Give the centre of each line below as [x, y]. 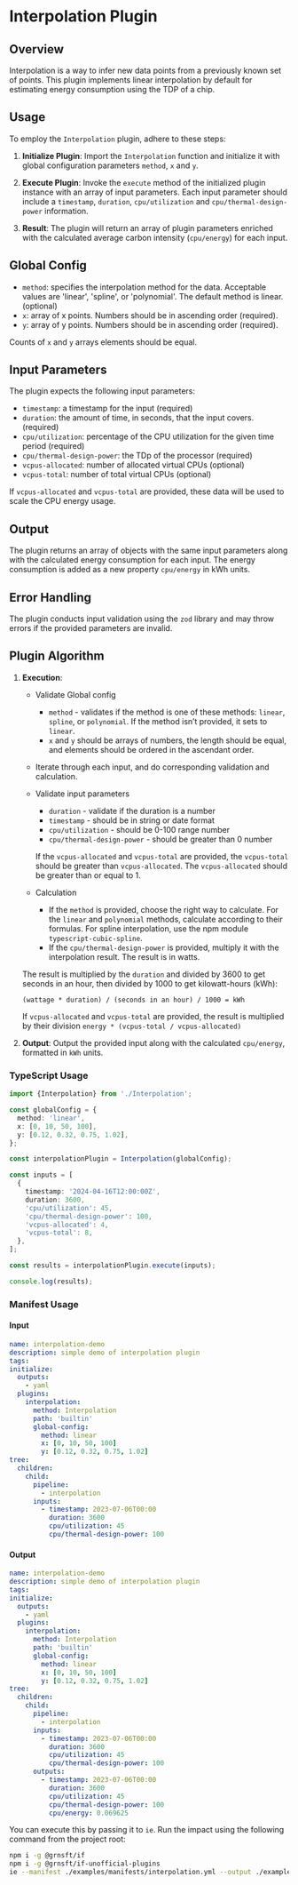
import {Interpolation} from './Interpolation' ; [101, 1094]
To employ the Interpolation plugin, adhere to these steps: [118, 139]
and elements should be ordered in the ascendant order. [151, 749]
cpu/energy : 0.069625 [88, 1813]
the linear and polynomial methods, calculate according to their [166, 919]
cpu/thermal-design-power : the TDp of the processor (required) [137, 456]
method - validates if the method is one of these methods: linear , [167, 712]
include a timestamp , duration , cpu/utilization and [116, 201]
